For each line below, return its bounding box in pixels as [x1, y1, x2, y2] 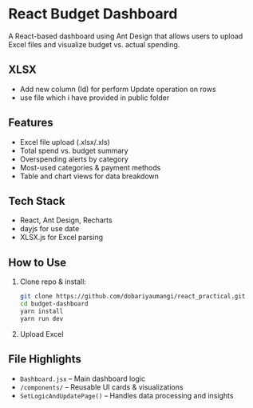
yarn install [19, 307, 64, 315]
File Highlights [8, 353, 81, 366]
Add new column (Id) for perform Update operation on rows [19, 84, 217, 94]
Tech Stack [8, 194, 65, 208]
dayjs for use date [19, 224, 80, 234]
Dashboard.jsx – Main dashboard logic [19, 374, 146, 383]
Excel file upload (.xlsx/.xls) [19, 137, 110, 146]
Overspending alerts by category [19, 154, 129, 164]
